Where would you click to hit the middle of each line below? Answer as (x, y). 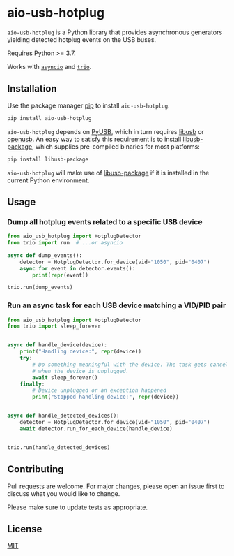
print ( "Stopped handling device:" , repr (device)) (106, 397)
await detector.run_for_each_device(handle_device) (96, 429)
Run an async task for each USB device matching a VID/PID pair (117, 305)
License (25, 529)
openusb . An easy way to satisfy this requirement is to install (94, 139)
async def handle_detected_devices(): (63, 416)
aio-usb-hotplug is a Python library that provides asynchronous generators (115, 32)
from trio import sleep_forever (54, 326)
